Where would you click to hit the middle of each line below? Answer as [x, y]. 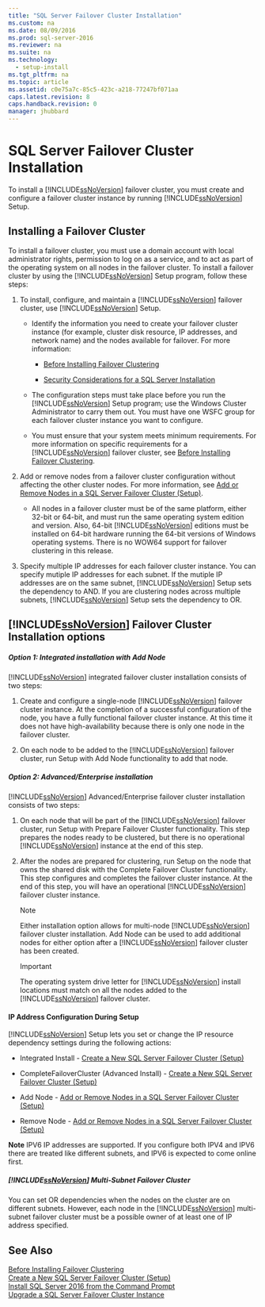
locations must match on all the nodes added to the [103, 990]
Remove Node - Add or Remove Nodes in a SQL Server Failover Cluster [136, 1121]
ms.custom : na [32, 23]
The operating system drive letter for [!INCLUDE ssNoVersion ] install [130, 982]
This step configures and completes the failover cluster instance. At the [136, 878]
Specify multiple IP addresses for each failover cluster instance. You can [138, 566]
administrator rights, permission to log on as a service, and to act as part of [131, 259]
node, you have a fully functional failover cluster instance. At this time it [136, 718]
